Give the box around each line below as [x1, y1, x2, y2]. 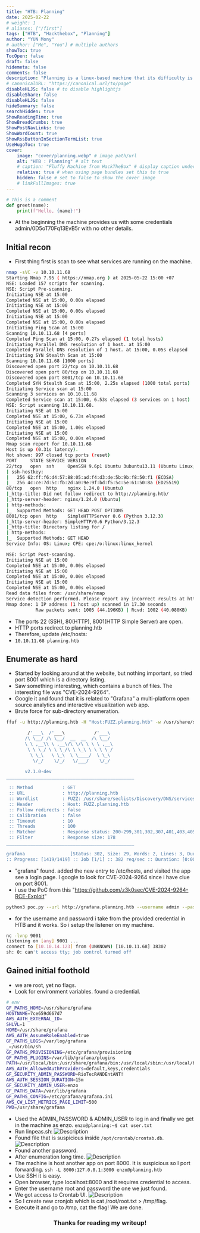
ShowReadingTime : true [6, 114, 62, 120]
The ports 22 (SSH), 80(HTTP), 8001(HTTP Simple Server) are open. [14, 618, 183, 625]
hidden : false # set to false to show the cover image [17, 175, 156, 181]
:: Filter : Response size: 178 [8, 835, 116, 840]
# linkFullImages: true [17, 180, 76, 186]
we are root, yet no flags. [14, 981, 76, 989]
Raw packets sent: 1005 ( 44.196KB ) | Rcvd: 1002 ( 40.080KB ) [35, 607, 187, 613]
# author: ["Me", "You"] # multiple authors [6, 42, 118, 48]
